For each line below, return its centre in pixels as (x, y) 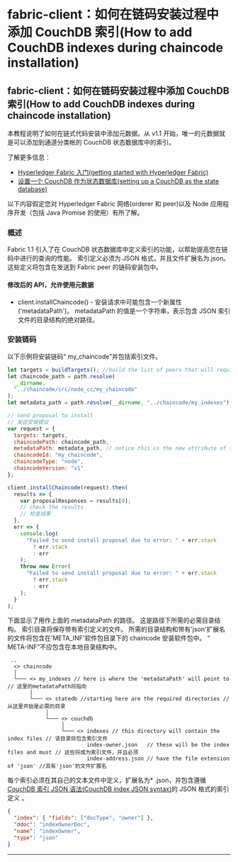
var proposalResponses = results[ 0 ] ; (76, 501)
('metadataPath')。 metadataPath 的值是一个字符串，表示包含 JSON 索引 (124, 311)
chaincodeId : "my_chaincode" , (58, 455)
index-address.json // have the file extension (158, 759)
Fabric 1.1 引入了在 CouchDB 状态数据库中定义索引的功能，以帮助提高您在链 (118, 249)
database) (32, 189)
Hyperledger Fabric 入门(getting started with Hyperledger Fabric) (113, 172)
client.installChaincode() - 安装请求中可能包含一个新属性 (100, 302)
